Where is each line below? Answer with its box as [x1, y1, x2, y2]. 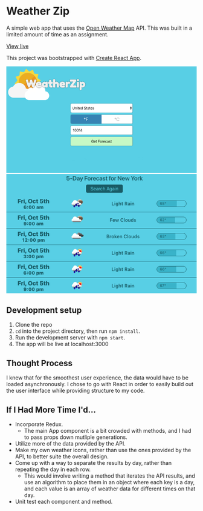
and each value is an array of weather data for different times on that [24, 485, 196, 492]
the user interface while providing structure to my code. [6, 387, 145, 395]
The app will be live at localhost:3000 [14, 341, 109, 348]
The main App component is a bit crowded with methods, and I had [24, 427, 192, 434]
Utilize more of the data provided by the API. [14, 439, 126, 447]
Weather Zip [6, 4, 70, 18]
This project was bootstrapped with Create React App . [6, 54, 142, 61]
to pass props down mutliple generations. [24, 433, 128, 441]
